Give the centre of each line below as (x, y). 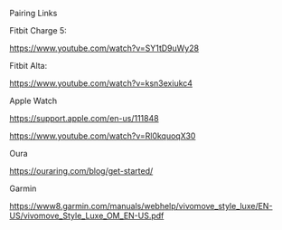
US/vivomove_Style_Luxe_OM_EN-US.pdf (87, 216)
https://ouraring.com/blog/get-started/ (81, 171)
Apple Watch (33, 101)
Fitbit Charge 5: (38, 30)
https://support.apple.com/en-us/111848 (85, 118)
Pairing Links (33, 13)
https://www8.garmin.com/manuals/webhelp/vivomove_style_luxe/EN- (141, 206)
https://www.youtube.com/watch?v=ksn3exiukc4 (101, 83)
